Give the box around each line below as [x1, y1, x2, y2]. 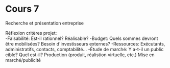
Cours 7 [5, 3, 39, 15]
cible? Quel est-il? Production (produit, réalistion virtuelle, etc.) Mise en [5, 52, 155, 58]
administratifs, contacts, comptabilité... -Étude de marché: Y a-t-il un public [5, 46, 164, 52]
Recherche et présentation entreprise [5, 20, 84, 26]
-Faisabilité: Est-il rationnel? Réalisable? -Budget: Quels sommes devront [5, 35, 158, 41]
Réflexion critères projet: [5, 30, 57, 36]
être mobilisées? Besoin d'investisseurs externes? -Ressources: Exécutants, [5, 40, 165, 47]
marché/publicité [5, 57, 41, 63]
